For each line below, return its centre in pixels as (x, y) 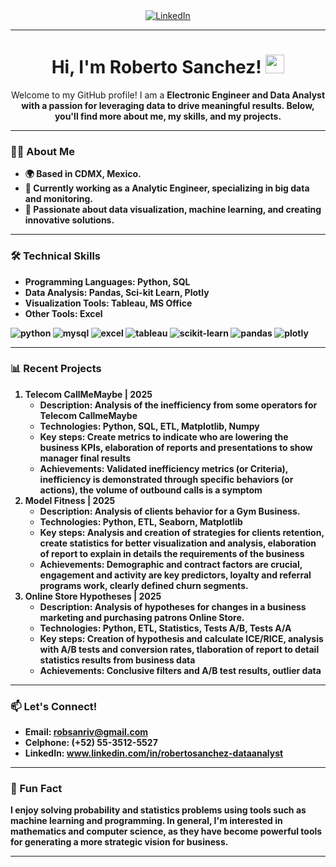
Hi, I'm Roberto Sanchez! (156, 67)
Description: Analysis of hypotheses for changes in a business (173, 606)
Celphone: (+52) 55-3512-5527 (91, 743)
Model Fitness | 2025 (70, 500)
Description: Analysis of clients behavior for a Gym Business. (170, 511)
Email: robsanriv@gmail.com (86, 732)
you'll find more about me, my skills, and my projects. (168, 116)
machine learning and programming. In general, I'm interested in (146, 821)
